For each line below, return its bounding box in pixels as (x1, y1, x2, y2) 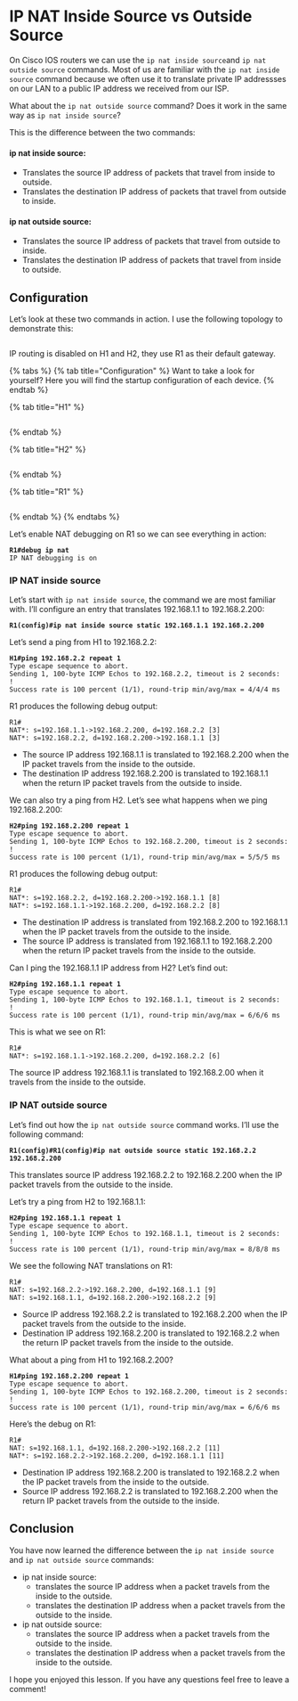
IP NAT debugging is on (9, 554, 98, 563)
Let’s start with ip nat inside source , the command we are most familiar (9, 594, 277, 605)
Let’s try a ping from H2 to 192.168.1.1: (9, 1196, 146, 1206)
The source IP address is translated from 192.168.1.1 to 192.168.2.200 (21, 936, 273, 946)
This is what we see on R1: (9, 1026, 107, 1037)
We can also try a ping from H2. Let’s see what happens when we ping (9, 795, 269, 806)
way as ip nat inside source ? (9, 110, 122, 120)
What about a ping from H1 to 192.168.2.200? (9, 1354, 173, 1365)
